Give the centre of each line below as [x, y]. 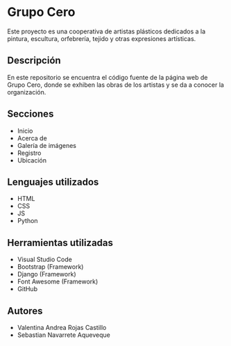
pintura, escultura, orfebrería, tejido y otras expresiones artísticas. [102, 38]
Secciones [31, 114]
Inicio [25, 131]
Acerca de [32, 138]
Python [27, 221]
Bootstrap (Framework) [50, 267]
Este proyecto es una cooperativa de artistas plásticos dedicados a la [106, 31]
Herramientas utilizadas [60, 243]
